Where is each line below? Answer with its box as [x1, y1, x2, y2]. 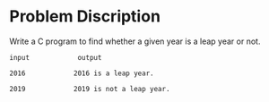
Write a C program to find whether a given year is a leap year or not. [9, 36, 261, 47]
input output [9, 53, 102, 62]
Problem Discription [9, 6, 161, 27]
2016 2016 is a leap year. [9, 69, 154, 78]
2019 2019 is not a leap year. [9, 84, 170, 93]
